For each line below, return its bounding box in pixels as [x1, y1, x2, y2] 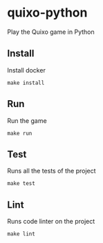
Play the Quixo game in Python [7, 28, 95, 36]
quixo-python [7, 5, 88, 21]
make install [7, 79, 45, 86]
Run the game [7, 116, 47, 125]
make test [7, 180, 36, 187]
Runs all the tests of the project [7, 167, 96, 175]
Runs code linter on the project [7, 217, 95, 226]
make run [7, 130, 32, 137]
